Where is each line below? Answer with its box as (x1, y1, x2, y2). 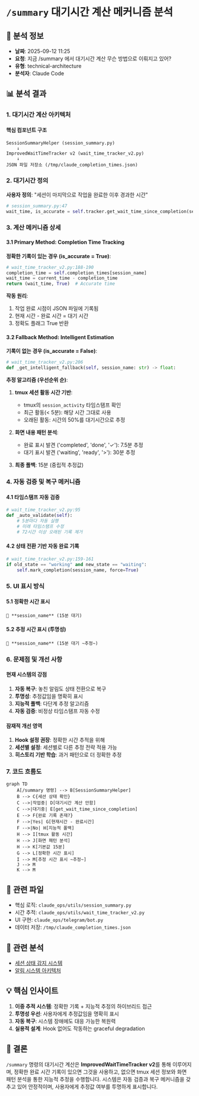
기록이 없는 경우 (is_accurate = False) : (6, 348, 98, 355)
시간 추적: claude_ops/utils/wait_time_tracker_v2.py (14, 909, 145, 916)
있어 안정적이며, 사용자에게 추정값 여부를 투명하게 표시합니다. (17, 1083, 158, 1090)
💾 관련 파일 (6, 885, 44, 895)
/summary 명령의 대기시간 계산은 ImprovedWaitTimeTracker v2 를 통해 (6, 1060, 172, 1068)
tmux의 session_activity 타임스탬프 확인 (23, 401, 121, 409)
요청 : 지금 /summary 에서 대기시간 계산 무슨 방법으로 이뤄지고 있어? (14, 55, 172, 62)
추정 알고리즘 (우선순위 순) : (6, 377, 68, 384)
